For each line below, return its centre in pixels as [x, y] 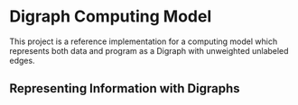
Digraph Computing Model [111, 17]
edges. [22, 60]
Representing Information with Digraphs [125, 88]
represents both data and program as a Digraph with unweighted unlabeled [149, 50]
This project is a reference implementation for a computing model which [144, 41]
